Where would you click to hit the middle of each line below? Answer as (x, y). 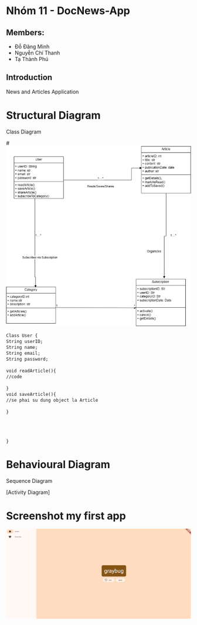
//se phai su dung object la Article (52, 400)
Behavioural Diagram (58, 464)
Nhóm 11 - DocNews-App (68, 11)
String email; (23, 353)
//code (14, 377)
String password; (27, 359)
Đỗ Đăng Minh (32, 46)
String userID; (25, 341)
